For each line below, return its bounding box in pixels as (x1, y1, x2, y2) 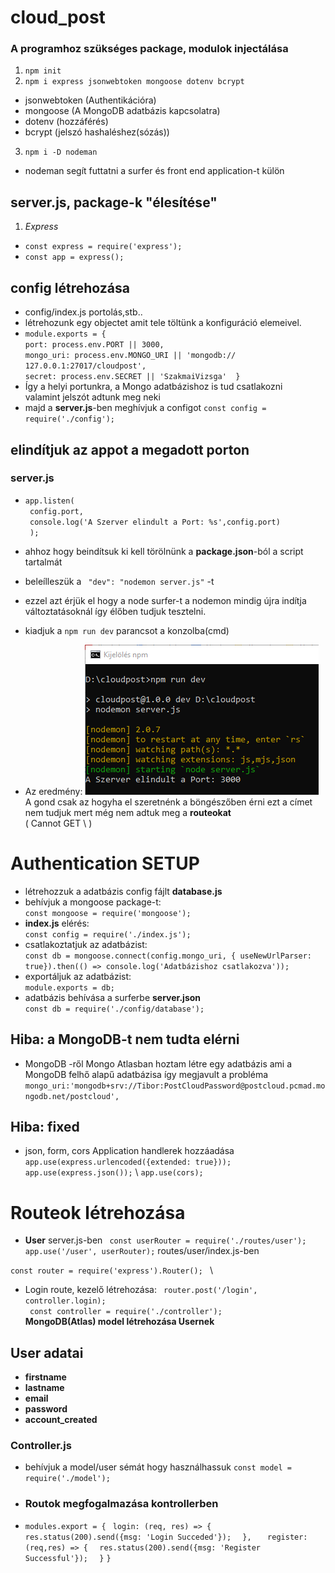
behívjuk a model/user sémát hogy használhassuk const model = (24, 1461, 292, 1473)
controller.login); (24, 1296, 107, 1306)
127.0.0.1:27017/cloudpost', (24, 361, 147, 371)
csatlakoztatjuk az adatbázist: (24, 938, 148, 950)
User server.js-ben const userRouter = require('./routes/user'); (24, 1234, 307, 1246)
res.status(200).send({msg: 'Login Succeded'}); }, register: (24, 1532, 308, 1542)
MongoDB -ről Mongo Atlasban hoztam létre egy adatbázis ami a (24, 1057, 293, 1070)
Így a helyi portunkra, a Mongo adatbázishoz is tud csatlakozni (24, 381, 283, 393)
